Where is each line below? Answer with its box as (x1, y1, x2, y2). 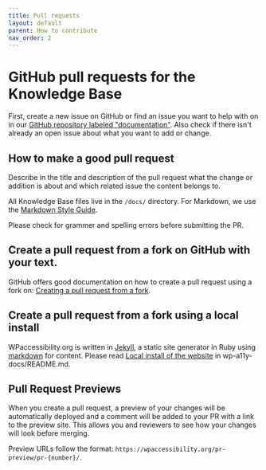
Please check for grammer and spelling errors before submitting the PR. (8, 221, 244, 229)
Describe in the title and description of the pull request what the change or (8, 173, 253, 182)
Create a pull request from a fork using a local (8, 308, 239, 323)
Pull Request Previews (8, 382, 122, 396)
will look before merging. (8, 429, 90, 438)
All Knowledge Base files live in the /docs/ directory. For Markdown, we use (8, 197, 256, 206)
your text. (8, 256, 58, 269)
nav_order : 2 (8, 33, 52, 42)
